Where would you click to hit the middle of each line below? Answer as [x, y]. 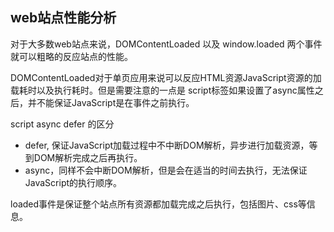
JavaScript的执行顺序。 [73, 182]
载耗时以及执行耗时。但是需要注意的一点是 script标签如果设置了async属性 [162, 90]
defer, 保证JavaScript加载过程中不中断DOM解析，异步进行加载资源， [167, 145]
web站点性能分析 [63, 18]
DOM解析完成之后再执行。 [88, 157]
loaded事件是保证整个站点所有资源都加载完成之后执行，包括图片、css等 [158, 204]
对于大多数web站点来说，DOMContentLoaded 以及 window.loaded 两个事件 [166, 44]
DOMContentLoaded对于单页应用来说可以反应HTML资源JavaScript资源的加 [166, 77]
